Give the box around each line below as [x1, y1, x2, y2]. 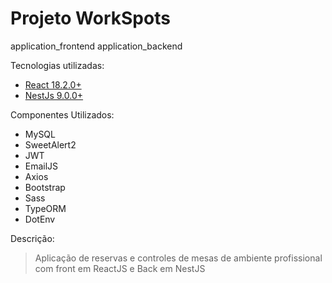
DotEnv [24, 213, 56, 225]
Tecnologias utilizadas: [10, 59, 105, 71]
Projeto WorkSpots [10, 7, 171, 30]
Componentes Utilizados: [10, 108, 115, 121]
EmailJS [24, 160, 59, 172]
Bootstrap [24, 181, 66, 193]
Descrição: [10, 232, 55, 244]
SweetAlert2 [24, 138, 77, 151]
